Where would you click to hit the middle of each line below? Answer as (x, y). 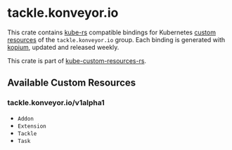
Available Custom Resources (72, 83)
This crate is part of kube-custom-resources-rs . (77, 60)
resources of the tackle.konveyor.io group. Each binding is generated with (116, 39)
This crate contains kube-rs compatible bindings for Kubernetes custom (112, 32)
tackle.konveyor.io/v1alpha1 (56, 103)
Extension (32, 126)
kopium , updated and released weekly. (63, 47)
